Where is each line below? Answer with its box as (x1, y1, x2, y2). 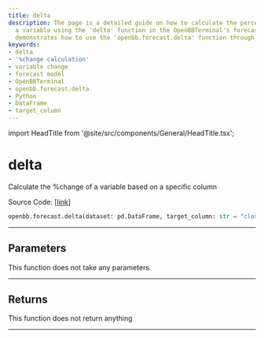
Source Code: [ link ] (8, 197, 71, 206)
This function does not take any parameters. (8, 262, 152, 272)
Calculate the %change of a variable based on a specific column (8, 182, 218, 191)
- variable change (8, 63, 68, 71)
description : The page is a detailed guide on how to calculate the (8, 19, 237, 27)
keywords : (8, 41, 41, 49)
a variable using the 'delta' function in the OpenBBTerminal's (15, 26, 230, 34)
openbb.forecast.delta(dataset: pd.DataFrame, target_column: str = (8, 212, 237, 221)
